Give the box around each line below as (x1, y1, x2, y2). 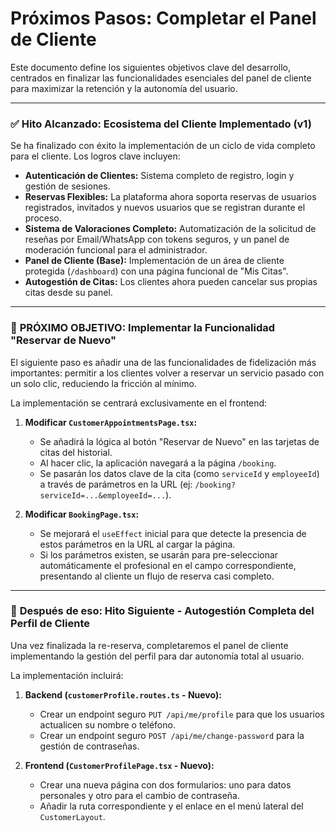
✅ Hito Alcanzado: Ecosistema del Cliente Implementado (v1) (10, 117, 312, 131)
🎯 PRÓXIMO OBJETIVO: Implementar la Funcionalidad (10, 321, 276, 335)
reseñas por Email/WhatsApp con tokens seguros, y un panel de (24, 233, 290, 246)
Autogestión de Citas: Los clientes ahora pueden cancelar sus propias (24, 276, 318, 288)
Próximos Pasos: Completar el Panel (10, 7, 317, 30)
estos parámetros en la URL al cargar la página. (39, 538, 236, 550)
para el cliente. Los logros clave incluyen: (10, 150, 181, 162)
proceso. (24, 212, 62, 224)
